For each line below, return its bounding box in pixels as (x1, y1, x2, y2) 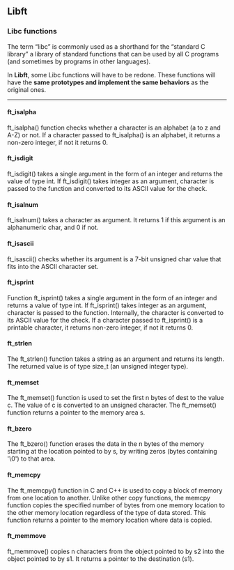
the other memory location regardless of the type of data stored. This (7, 508, 207, 516)
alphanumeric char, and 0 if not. (7, 223, 99, 232)
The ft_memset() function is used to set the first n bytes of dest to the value (7, 394, 224, 402)
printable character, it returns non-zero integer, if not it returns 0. (7, 323, 194, 332)
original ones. (7, 85, 47, 93)
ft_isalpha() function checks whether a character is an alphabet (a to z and (7, 123, 221, 132)
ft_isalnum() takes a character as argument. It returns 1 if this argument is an (7, 216, 226, 224)
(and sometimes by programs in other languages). (7, 57, 151, 66)
